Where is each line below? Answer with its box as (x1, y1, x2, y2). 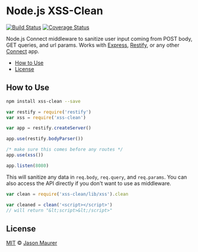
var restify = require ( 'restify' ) (6, 109, 92, 115)
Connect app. (6, 47, 40, 54)
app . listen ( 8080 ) (6, 163, 49, 169)
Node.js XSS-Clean (6, 4, 104, 18)
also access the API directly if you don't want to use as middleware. (6, 179, 172, 187)
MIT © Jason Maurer (6, 240, 58, 247)
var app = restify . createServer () (6, 125, 92, 131)
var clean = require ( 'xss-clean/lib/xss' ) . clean (6, 191, 129, 197)
